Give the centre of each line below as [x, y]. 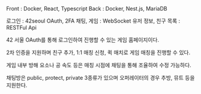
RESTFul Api [22, 27]
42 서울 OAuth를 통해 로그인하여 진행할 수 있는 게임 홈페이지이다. [83, 40]
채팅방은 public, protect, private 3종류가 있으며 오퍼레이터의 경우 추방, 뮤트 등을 [100, 78]
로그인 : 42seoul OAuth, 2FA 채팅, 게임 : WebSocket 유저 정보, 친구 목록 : [93, 21]
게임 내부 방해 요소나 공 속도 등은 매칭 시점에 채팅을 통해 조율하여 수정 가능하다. [99, 65]
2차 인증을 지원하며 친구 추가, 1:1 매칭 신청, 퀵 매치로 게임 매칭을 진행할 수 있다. [98, 52]
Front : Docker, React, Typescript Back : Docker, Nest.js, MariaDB [87, 9]
